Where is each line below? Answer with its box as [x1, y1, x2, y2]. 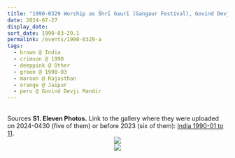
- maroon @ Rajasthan [13, 74, 77, 82]
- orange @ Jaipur [13, 81, 68, 88]
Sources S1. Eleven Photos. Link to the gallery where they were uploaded [7, 114, 219, 123]
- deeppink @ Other [13, 62, 71, 69]
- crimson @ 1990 [13, 56, 64, 63]
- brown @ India [13, 49, 61, 56]
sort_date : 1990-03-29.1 [7, 29, 80, 37]
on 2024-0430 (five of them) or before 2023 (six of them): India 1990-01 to [7, 122, 224, 130]
